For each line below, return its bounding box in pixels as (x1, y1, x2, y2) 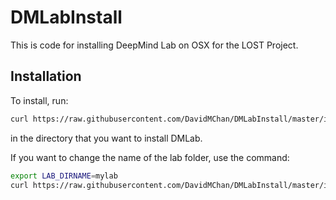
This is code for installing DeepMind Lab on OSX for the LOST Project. (10, 39, 299, 51)
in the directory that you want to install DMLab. (10, 132, 203, 144)
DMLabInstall (10, 6, 123, 29)
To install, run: (10, 94, 69, 106)
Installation (10, 68, 82, 85)
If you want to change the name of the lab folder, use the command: (10, 151, 290, 163)
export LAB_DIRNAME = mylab (10, 171, 118, 181)
